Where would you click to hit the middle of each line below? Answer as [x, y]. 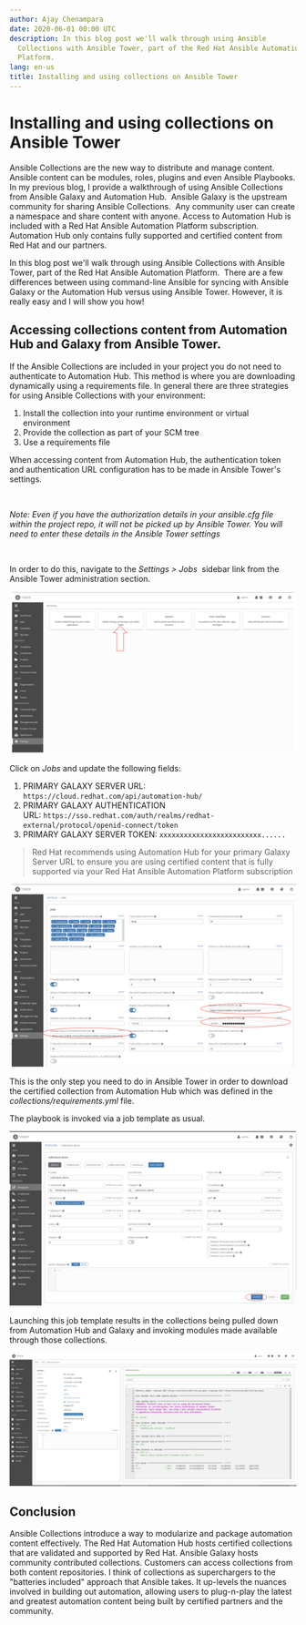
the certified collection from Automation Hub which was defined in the [141, 1091]
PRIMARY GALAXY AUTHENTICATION [94, 805]
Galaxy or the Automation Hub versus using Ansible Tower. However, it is [146, 291]
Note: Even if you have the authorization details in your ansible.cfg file [142, 514]
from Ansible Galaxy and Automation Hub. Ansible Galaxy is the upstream [148, 197]
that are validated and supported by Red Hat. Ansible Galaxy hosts [134, 1553]
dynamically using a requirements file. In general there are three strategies [149, 385]
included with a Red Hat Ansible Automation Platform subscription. [134, 225]
